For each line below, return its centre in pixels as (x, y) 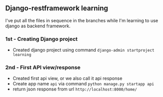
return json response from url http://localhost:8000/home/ (75, 89)
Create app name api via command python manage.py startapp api (83, 84)
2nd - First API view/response (43, 68)
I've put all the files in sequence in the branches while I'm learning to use (82, 20)
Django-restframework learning (57, 8)
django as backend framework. (38, 26)
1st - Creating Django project (42, 39)
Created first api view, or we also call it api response (67, 78)
